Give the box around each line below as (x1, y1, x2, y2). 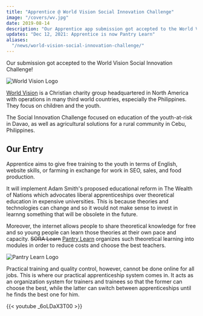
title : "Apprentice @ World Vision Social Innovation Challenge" (6, 8, 174, 15)
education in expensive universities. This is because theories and (6, 197, 169, 205)
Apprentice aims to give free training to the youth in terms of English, (6, 160, 178, 167)
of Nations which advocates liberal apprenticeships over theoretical (6, 191, 175, 199)
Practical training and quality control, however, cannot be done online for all (6, 265, 195, 272)
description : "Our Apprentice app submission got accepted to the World (6, 25, 193, 32)
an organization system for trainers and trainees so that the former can (6, 278, 182, 285)
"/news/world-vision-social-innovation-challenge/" (11, 43, 145, 49)
